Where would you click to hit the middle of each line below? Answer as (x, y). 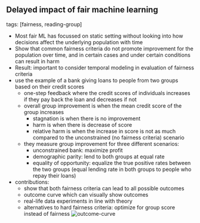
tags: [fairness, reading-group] (44, 24)
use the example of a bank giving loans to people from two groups (96, 80)
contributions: (32, 182)
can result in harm (37, 61)
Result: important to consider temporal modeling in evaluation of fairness (104, 68)
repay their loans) (54, 175)
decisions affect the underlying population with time (79, 42)
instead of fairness (47, 213)
